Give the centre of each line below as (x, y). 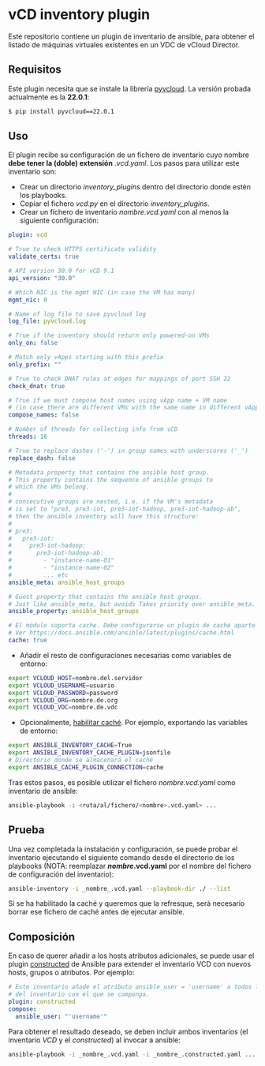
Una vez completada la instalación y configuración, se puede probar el (123, 849)
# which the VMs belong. (49, 487)
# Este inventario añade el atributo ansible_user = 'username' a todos (130, 987)
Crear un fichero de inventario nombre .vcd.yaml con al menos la (124, 212)
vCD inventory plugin (79, 15)
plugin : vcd (28, 235)
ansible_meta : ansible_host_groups (67, 582)
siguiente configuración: (59, 221)
